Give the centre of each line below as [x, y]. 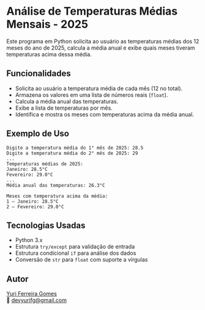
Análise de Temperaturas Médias [92, 11]
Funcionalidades [39, 74]
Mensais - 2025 [47, 24]
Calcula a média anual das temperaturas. [67, 101]
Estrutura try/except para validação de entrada [75, 247]
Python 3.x [29, 240]
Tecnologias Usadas [46, 225]
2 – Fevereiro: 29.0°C [35, 206]
